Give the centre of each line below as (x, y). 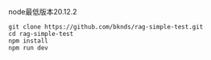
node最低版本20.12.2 (43, 12)
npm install (28, 41)
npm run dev (28, 48)
